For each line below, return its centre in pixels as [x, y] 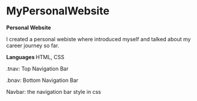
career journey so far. [33, 45]
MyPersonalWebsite [58, 11]
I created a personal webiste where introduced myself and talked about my [99, 39]
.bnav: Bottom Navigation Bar [43, 80]
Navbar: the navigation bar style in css [54, 91]
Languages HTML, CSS [35, 57]
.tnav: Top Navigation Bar [37, 68]
